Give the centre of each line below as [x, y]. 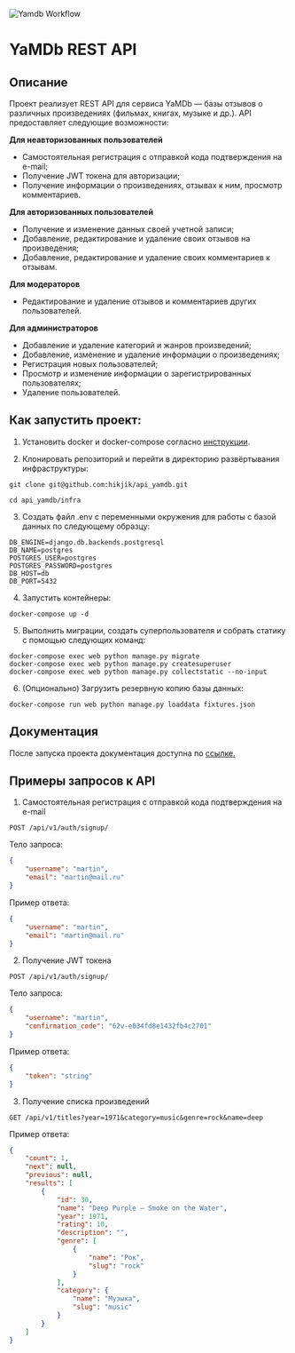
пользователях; [51, 383]
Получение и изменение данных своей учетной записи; [128, 229]
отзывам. [39, 267]
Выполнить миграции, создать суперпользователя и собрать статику [154, 630]
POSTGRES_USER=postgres [53, 558]
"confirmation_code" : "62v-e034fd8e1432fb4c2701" [119, 1026]
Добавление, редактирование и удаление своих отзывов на [136, 239]
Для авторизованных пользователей [81, 212]
